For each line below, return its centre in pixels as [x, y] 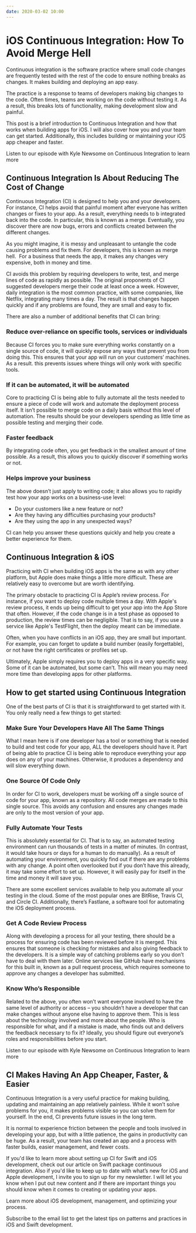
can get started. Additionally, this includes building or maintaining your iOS [96, 136]
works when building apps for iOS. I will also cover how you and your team [96, 129]
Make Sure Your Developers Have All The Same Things [85, 728]
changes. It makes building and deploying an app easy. [72, 82]
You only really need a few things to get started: [64, 713]
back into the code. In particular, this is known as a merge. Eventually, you [95, 220]
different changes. [28, 233]
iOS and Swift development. [39, 1225]
